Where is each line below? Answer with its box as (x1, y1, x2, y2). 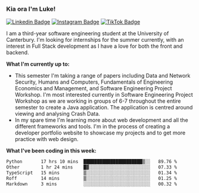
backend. (6, 49, 29, 56)
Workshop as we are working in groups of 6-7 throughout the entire (14, 97, 181, 105)
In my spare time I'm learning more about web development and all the (14, 117, 189, 124)
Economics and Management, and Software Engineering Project (14, 85, 172, 92)
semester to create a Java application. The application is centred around (14, 104, 193, 111)
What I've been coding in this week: (6, 147, 97, 154)
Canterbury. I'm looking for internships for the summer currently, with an (6, 36, 184, 44)
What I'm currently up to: (6, 60, 70, 68)
